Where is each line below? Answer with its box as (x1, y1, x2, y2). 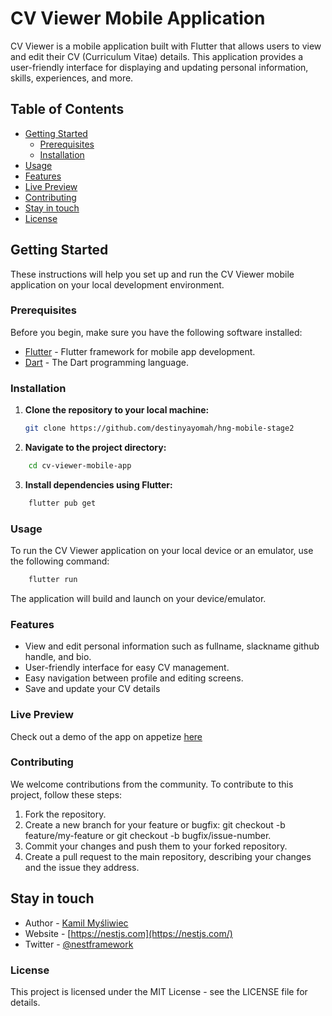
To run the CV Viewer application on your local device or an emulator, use (10, 545, 314, 557)
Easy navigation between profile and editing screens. (24, 672, 244, 684)
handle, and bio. (24, 651, 92, 663)
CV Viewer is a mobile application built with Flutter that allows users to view (10, 40, 322, 52)
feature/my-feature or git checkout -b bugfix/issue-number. (24, 829, 272, 841)
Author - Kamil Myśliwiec (24, 917, 129, 929)
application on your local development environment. (10, 278, 225, 291)
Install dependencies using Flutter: (24, 478, 173, 491)
